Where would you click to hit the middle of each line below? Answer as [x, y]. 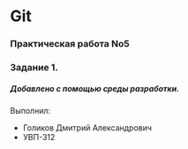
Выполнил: [30, 111]
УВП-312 [39, 137]
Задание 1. [34, 68]
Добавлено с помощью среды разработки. [95, 88]
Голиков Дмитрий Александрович [87, 128]
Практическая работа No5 [70, 44]
